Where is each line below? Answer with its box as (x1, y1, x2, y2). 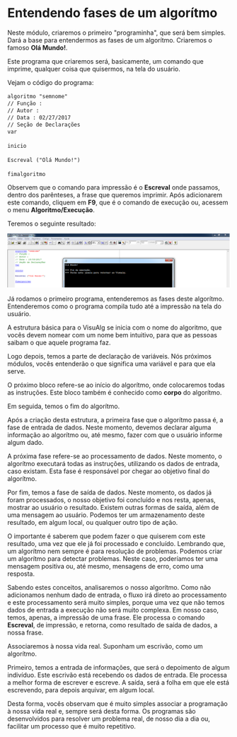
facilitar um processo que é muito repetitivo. (7, 722, 137, 731)
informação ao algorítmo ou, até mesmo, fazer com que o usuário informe (7, 431, 223, 439)
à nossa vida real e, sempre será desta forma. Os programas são (7, 707, 196, 716)
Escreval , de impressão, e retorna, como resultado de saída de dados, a (7, 621, 218, 629)
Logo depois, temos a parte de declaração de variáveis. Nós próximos (7, 352, 212, 361)
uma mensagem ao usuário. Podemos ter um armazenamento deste (7, 511, 205, 519)
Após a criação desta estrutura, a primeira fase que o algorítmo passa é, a (7, 416, 224, 424)
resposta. (7, 569, 35, 578)
